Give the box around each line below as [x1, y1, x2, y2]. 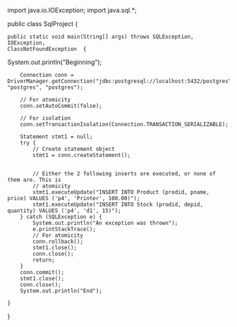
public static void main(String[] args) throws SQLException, [7, 33, 194, 40]
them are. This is [7, 176, 61, 183]
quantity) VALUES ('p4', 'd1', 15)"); [7, 207, 121, 214]
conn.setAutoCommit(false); [20, 102, 102, 109]
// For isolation [20, 115, 71, 122]
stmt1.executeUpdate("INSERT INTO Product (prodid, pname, [32, 189, 210, 196]
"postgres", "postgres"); [7, 84, 83, 91]
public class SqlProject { [7, 20, 78, 27]
